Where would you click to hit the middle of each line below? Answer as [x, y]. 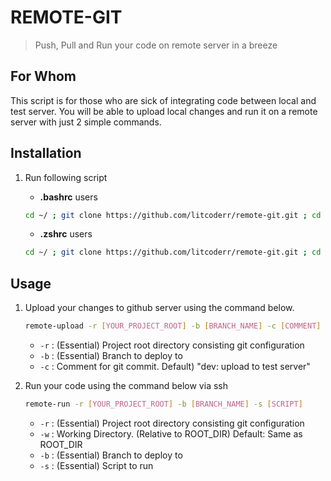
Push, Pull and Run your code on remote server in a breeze [156, 45]
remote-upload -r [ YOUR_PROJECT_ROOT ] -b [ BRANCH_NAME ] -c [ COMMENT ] [173, 326]
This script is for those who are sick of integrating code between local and [163, 100]
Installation [46, 153]
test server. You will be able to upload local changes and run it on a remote [164, 111]
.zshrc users [66, 234]
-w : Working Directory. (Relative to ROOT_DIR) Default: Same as [171, 433]
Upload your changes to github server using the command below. [159, 308]
